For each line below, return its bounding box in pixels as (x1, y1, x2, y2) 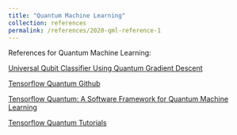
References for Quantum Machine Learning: (8, 48, 152, 58)
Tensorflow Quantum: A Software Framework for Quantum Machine (8, 94, 228, 104)
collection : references (8, 19, 87, 27)
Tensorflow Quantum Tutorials (8, 118, 107, 128)
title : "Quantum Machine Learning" (8, 11, 126, 20)
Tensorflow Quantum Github (8, 79, 101, 88)
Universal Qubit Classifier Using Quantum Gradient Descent (8, 64, 204, 73)
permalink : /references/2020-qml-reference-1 (8, 26, 161, 34)
